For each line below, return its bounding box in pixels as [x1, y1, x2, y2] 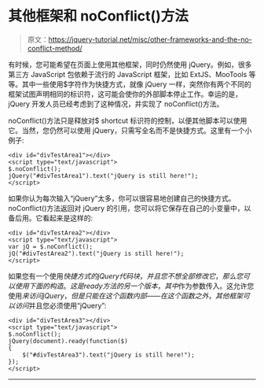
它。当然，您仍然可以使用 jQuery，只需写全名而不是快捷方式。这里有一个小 [8, 125, 252, 135]
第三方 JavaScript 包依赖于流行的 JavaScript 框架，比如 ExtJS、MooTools [8, 69, 247, 79]
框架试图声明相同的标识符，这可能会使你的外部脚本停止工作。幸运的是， [8, 89, 242, 98]
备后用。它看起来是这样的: [8, 213, 93, 223]
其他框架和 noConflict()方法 [8, 7, 189, 25]
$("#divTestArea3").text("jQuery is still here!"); [22, 351, 195, 359]
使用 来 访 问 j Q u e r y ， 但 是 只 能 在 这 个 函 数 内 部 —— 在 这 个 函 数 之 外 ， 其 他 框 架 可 [8, 290, 250, 300]
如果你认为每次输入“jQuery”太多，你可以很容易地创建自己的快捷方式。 [8, 194, 236, 203]
